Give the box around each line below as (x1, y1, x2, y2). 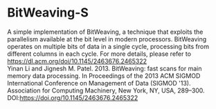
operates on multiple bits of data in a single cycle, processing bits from (7, 42, 210, 50)
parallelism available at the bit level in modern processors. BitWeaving (7, 34, 207, 43)
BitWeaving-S (7, 5, 89, 21)
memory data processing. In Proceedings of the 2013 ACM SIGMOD (7, 71, 201, 80)
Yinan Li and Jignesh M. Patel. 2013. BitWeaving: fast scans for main (7, 64, 202, 72)
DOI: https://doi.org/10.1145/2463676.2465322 (7, 93, 138, 101)
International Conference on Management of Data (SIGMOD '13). (7, 79, 191, 87)
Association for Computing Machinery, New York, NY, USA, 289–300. (7, 86, 206, 95)
